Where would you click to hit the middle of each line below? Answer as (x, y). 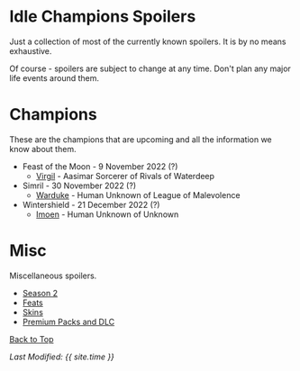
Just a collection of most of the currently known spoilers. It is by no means (148, 41)
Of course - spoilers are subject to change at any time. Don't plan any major (150, 68)
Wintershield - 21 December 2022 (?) (91, 204)
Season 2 (40, 293)
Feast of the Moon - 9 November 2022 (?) (100, 166)
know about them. (43, 149)
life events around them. (55, 77)
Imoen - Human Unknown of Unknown (107, 214)
